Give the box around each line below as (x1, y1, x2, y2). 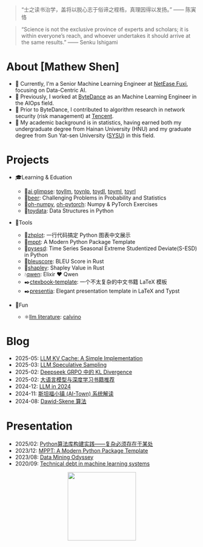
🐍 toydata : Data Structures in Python (24, 207, 114, 214)
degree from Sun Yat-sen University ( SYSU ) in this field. (15, 131, 156, 139)
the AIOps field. (15, 99, 55, 106)
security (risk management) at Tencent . (15, 112, 114, 119)
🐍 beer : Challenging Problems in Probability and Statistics (24, 194, 167, 201)
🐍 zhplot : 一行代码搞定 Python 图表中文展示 (24, 231, 131, 239)
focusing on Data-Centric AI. (15, 86, 87, 94)
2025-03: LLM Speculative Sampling (15, 361, 107, 368)
